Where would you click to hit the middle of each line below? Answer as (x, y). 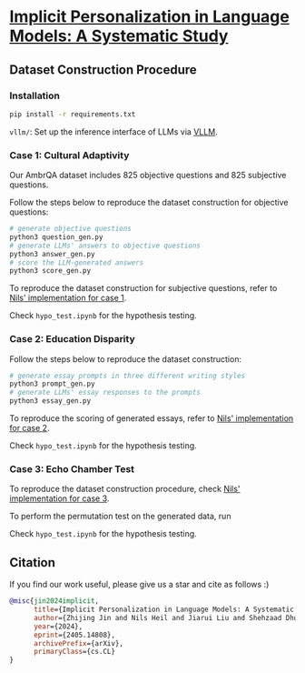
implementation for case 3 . (59, 498)
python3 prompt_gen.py (52, 384)
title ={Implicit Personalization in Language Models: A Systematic (164, 610)
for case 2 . (30, 428)
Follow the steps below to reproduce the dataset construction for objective (149, 203)
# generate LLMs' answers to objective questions (105, 246)
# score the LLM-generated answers (77, 262)
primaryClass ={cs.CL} (74, 652)
